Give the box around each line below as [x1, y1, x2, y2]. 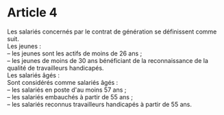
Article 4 [7, 5, 58, 21]
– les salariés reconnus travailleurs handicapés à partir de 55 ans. [7, 100, 192, 108]
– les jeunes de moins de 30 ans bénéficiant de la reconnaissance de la [7, 56, 209, 64]
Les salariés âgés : [7, 71, 60, 79]
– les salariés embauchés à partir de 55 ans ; [7, 92, 134, 101]
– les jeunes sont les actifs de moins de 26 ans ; [7, 49, 142, 57]
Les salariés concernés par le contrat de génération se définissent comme [7, 27, 217, 36]
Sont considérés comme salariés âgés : [7, 78, 119, 86]
